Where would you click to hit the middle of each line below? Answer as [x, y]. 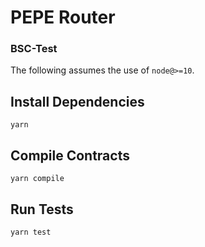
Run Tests [42, 209]
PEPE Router [63, 17]
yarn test [31, 232]
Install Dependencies [77, 101]
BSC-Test [34, 49]
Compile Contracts [70, 155]
